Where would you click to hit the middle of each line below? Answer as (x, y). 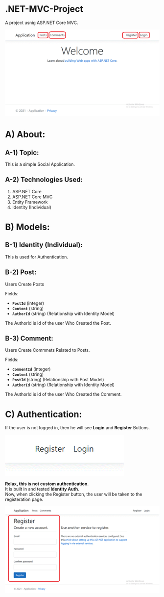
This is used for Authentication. (37, 257)
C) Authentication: (44, 414)
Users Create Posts (25, 284)
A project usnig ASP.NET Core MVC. (42, 23)
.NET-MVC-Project (44, 9)
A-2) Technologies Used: (44, 180)
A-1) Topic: (22, 152)
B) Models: (27, 227)
